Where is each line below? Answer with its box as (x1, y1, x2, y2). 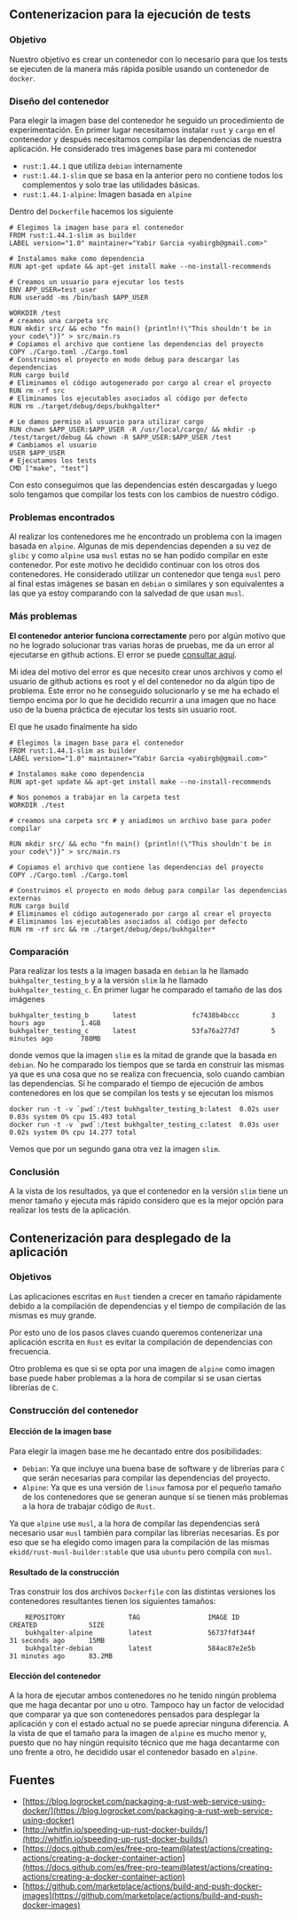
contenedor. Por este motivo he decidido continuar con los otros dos (9, 559, 260, 571)
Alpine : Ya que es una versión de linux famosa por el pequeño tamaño (21, 1481, 282, 1492)
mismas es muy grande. (9, 1309, 98, 1321)
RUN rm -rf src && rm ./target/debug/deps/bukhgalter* (9, 925, 216, 934)
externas (9, 894, 42, 903)
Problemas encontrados (9, 510, 115, 523)
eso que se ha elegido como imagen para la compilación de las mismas (9, 1536, 270, 1547)
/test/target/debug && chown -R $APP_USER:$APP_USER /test (9, 432, 232, 442)
